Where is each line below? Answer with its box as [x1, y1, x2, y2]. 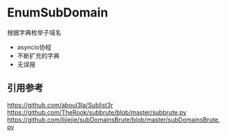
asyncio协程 [16, 43, 51, 51]
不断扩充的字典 [16, 51, 60, 60]
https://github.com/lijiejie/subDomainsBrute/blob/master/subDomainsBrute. [7, 115, 221, 124]
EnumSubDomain [7, 5, 108, 21]
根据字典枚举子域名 [7, 28, 62, 36]
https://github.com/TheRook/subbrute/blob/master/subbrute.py [7, 108, 187, 116]
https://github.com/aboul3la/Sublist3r [7, 101, 113, 109]
